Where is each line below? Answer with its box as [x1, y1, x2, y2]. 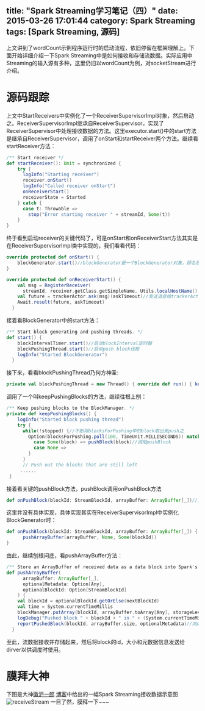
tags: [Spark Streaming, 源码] [6, 27, 120, 37]
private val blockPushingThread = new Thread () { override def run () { [6, 381, 193, 387]
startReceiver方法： [6, 142, 56, 149]
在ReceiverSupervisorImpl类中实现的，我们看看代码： [6, 242, 142, 249]
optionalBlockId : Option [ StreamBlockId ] [22, 587, 127, 593]
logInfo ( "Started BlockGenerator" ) [17, 351, 108, 358]
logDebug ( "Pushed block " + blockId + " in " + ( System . [17, 615, 165, 621]
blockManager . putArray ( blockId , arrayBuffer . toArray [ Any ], [17, 609, 171, 615]
